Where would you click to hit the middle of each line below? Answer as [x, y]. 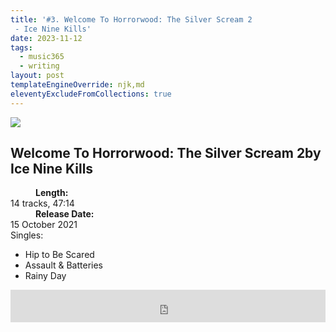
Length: [52, 193]
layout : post [37, 76]
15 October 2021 [44, 225]
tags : [21, 47]
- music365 [42, 57]
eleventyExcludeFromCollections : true [91, 94]
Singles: [27, 235]
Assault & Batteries [63, 265]
